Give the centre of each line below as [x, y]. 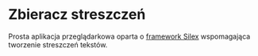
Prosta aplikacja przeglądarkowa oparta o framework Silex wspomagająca [129, 36]
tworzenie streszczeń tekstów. [58, 44]
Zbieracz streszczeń [77, 15]
